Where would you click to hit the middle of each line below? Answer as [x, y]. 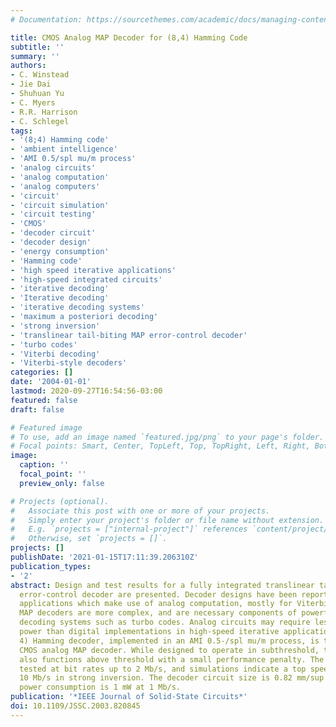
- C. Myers [33, 102]
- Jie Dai [31, 84]
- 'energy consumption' [60, 251]
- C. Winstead [40, 75]
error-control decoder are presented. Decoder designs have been [158, 594]
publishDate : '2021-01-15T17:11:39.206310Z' [104, 557]
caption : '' [44, 465]
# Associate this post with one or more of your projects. [140, 511]
